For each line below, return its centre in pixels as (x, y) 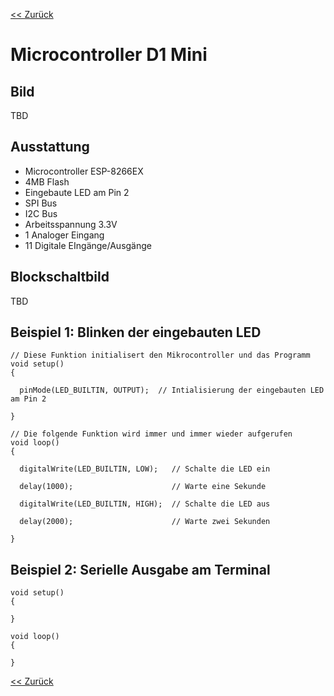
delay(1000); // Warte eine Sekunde (143, 487)
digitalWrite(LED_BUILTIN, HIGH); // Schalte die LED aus (145, 504)
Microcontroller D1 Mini (109, 55)
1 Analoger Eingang (64, 235)
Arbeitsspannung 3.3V (71, 224)
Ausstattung (50, 147)
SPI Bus (41, 203)
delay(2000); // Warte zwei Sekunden (145, 522)
